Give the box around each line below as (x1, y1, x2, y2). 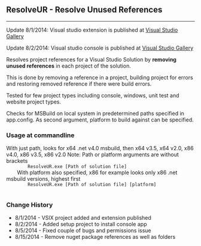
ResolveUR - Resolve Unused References (6, 5, 163, 15)
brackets (6, 157, 28, 165)
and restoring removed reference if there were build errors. (6, 80, 152, 87)
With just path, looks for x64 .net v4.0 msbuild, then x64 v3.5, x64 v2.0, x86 (6, 145, 194, 152)
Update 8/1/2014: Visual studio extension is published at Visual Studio (6, 26, 178, 34)
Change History (6, 201, 53, 209)
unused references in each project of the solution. (6, 62, 132, 69)
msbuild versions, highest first (6, 175, 81, 183)
